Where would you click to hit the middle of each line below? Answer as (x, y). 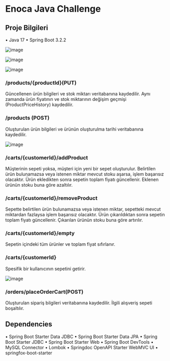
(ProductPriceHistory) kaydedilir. (39, 105)
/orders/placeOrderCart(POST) (44, 292)
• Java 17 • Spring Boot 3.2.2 (36, 40)
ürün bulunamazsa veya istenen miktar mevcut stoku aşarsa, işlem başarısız (84, 174)
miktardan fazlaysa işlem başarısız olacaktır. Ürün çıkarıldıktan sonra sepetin (85, 215)
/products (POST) (27, 118)
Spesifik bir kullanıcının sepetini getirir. (46, 269)
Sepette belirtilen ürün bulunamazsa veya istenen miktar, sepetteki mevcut (83, 209)
